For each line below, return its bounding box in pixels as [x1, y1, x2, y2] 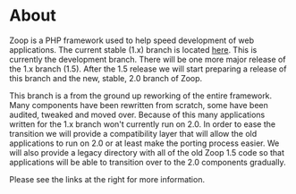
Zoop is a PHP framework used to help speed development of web [9, 35, 255, 46]
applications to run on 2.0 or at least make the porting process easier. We [9, 138, 280, 148]
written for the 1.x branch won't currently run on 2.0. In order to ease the [9, 118, 275, 130]
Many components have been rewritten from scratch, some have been [9, 99, 268, 110]
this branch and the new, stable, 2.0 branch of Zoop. [9, 72, 203, 83]
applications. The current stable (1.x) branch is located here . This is [9, 44, 258, 55]
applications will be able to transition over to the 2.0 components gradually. [9, 156, 286, 167]
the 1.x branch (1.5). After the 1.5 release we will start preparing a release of [9, 63, 287, 74]
